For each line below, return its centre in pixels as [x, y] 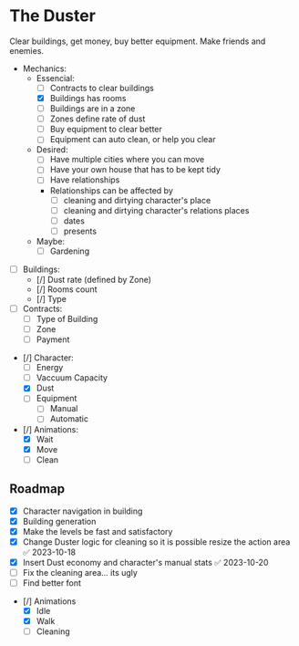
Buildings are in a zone [93, 109]
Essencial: [55, 78]
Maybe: [51, 241]
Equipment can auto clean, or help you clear [133, 140]
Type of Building [67, 318]
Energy [50, 368]
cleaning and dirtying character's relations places [156, 210]
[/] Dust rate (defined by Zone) [94, 279]
